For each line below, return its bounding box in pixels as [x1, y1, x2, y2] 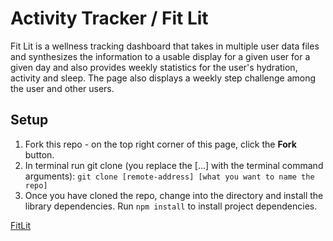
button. [24, 148, 55, 161]
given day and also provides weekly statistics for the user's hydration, [10, 61, 298, 73]
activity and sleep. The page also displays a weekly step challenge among [10, 72, 317, 84]
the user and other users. [10, 82, 115, 94]
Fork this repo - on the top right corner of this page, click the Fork [24, 138, 297, 150]
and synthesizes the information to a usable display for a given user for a [10, 50, 311, 62]
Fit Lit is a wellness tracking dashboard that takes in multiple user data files [10, 40, 320, 52]
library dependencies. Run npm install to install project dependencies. [24, 200, 318, 212]
